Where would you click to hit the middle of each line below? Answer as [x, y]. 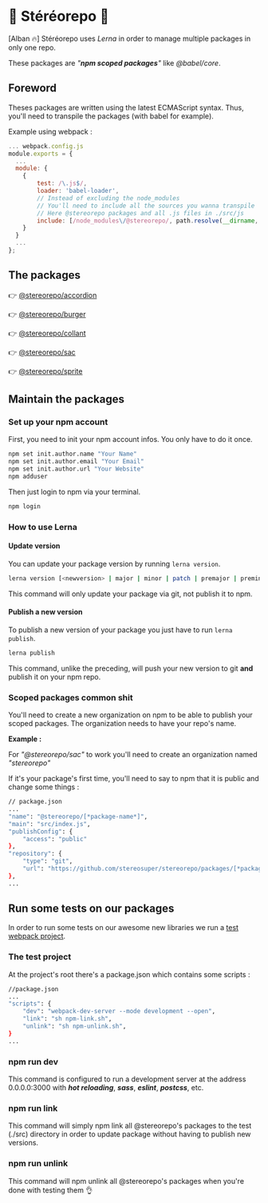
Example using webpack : [51, 131]
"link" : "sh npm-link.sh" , [67, 1019]
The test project [40, 957]
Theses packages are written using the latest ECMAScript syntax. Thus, [126, 107]
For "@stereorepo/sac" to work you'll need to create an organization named [133, 755]
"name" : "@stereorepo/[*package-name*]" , [78, 816]
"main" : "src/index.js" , [49, 824]
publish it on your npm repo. [55, 676]
